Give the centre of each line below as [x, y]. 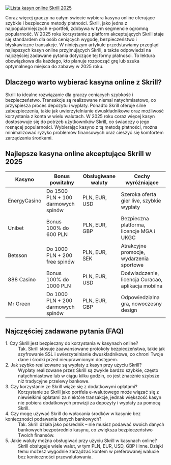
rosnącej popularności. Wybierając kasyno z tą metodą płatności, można [81, 127]
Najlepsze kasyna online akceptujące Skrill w [78, 154]
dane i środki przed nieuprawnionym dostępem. [68, 360]
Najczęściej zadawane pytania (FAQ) [65, 331]
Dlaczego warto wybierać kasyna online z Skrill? [83, 82]
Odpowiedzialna [140, 297]
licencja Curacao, [142, 279]
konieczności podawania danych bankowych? [53, 419]
